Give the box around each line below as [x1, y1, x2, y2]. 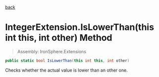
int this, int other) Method [5, 32, 112, 44]
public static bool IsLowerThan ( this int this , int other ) [5, 58, 130, 63]
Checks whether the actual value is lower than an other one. [5, 67, 128, 73]
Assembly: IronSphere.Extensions [17, 48, 87, 54]
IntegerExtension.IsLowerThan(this [5, 22, 155, 33]
